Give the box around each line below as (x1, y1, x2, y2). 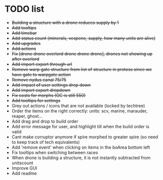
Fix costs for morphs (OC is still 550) (11, 92, 86, 98)
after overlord (11, 56, 40, 62)
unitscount (11, 160, 34, 166)
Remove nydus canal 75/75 (11, 77, 67, 83)
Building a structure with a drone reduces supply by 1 (11, 20, 119, 25)
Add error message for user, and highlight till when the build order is (11, 123, 150, 129)
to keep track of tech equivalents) (11, 139, 80, 145)
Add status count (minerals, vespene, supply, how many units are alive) (11, 35, 156, 41)
